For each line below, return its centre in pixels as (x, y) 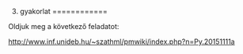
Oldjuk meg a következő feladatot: (64, 26)
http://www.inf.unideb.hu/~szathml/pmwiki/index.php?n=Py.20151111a (121, 41)
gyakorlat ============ (64, 11)
